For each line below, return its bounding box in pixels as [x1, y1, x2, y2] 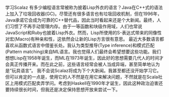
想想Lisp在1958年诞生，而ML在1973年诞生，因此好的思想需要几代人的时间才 [5, 55, 164, 61]
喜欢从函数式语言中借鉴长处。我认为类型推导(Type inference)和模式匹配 [5, 42, 155, 48]
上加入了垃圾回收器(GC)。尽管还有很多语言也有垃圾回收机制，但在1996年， [5, 11, 162, 17]
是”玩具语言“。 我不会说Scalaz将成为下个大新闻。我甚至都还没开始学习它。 [5, 68, 161, 73]
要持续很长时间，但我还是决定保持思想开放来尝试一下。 [5, 86, 120, 92]
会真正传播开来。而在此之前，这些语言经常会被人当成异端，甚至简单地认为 [5, 61, 160, 67]
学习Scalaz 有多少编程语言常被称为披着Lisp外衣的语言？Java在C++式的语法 [5, 5, 163, 10]
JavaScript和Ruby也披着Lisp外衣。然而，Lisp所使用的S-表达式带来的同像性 [5, 30, 162, 35]
